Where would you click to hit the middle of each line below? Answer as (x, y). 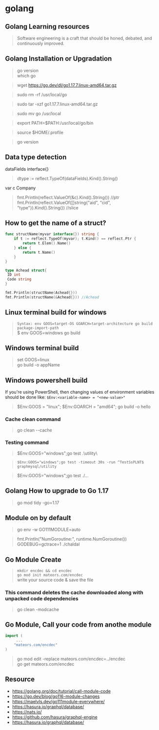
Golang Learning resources (47, 27)
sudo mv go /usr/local (39, 113)
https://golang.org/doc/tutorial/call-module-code (61, 691)
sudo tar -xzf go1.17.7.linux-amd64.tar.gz (57, 104)
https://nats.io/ (27, 712)
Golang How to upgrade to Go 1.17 (57, 491)
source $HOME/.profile (40, 132)
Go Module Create (33, 559)
